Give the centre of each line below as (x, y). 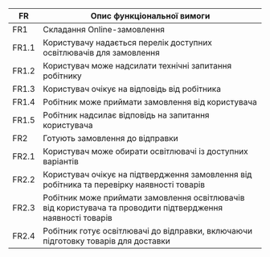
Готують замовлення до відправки (110, 138)
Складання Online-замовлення (104, 29)
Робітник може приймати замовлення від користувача (150, 102)
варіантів (61, 162)
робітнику (62, 76)
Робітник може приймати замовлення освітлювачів (144, 198)
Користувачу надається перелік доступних (128, 42)
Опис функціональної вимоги (150, 16)
